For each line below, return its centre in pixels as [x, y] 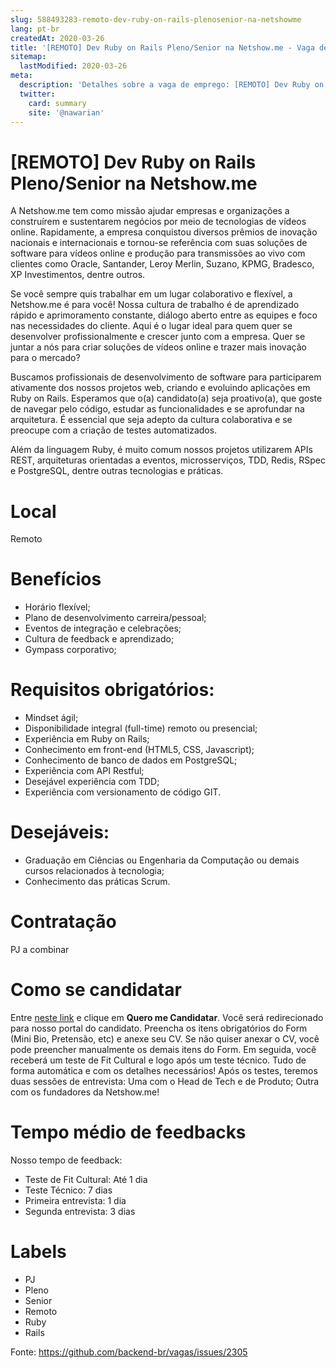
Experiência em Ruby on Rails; [87, 739]
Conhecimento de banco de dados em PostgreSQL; [131, 760]
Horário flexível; [57, 607]
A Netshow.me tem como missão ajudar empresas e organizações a [150, 211]
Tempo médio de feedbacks [128, 1132]
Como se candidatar [96, 990]
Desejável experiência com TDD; [92, 782]
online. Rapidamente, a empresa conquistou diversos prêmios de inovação [164, 232]
